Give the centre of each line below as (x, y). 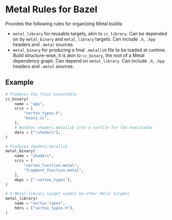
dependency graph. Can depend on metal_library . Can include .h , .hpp (89, 61)
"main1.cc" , (37, 118)
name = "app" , (30, 104)
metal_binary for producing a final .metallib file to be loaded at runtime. (89, 50)
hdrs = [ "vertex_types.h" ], (44, 208)
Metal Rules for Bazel (51, 9)
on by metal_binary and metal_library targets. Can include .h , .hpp (84, 39)
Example (20, 82)
